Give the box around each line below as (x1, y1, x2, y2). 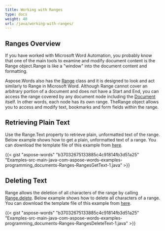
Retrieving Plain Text (5, 118, 70, 127)
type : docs (5, 12, 28, 17)
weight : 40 (5, 16, 28, 21)
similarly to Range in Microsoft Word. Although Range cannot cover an (5, 83, 148, 89)
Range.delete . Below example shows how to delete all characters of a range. (5, 195, 161, 201)
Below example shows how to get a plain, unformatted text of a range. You (5, 137, 156, 142)
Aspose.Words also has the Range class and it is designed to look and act (5, 78, 155, 84)
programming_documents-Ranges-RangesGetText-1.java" (5, 162, 123, 168)
